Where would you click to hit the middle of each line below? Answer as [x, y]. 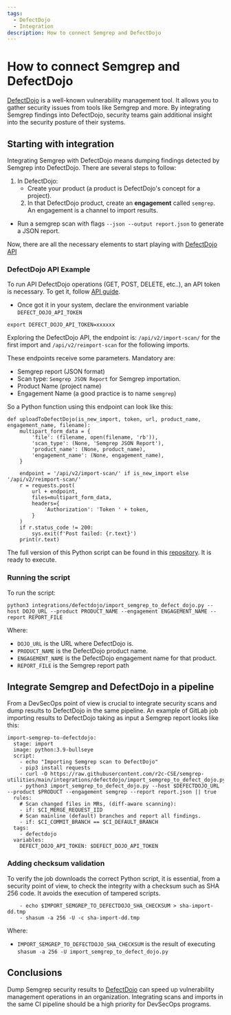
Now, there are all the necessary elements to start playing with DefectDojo [112, 244]
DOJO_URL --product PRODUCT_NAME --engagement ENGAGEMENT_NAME [115, 611]
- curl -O [34, 774]
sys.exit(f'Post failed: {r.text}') [84, 534]
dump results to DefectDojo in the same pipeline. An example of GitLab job [113, 711]
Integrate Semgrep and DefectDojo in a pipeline [111, 687]
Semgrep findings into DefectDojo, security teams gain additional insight [110, 115]
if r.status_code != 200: [57, 528]
